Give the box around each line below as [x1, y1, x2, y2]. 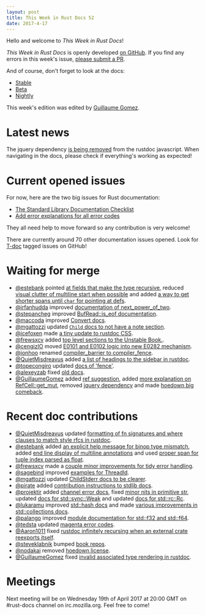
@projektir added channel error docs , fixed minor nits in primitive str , [15, 488, 189, 496]
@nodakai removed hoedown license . [15, 547, 111, 554]
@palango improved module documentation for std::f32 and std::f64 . [15, 515, 189, 522]
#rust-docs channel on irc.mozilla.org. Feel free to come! [6, 602, 150, 609]
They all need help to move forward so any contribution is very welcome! [6, 224, 190, 231]
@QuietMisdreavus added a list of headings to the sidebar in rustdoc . [15, 356, 191, 363]
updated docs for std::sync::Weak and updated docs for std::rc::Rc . [15, 495, 185, 502]
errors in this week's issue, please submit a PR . [6, 56, 125, 63]
